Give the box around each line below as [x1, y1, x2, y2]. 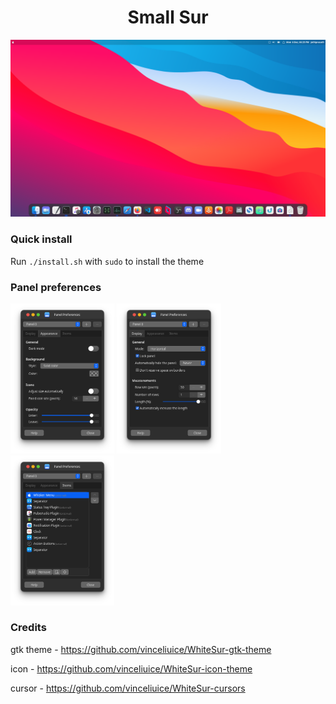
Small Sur [127, 6, 209, 29]
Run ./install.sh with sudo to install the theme [10, 255, 205, 267]
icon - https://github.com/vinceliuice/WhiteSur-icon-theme [10, 662, 253, 675]
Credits [10, 621, 47, 635]
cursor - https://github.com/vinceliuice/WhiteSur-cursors [10, 682, 246, 694]
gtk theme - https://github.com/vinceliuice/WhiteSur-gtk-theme [10, 643, 272, 655]
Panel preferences [10, 280, 102, 294]
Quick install [10, 232, 73, 246]
